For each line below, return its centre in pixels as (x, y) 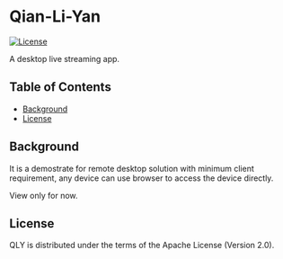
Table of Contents (61, 87)
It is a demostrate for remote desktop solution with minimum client (132, 168)
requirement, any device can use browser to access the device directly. (141, 178)
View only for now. (44, 195)
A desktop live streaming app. (64, 58)
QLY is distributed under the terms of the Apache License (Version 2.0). (142, 246)
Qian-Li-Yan (55, 17)
